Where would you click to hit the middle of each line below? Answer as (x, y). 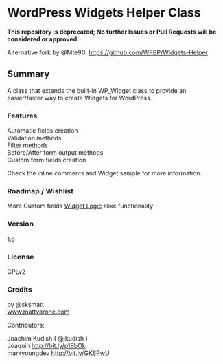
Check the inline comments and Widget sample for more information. (105, 173)
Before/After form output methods (55, 153)
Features (22, 116)
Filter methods (27, 145)
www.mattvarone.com (38, 312)
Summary (28, 74)
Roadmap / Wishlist (40, 191)
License (21, 257)
